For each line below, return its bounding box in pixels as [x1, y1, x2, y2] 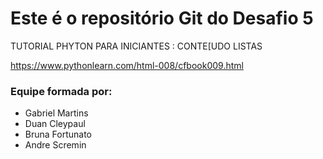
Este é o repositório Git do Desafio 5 [10, 7, 314, 30]
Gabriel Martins [24, 107, 89, 119]
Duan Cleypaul [24, 118, 86, 130]
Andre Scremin [24, 139, 87, 151]
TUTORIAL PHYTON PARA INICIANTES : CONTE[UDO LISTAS [10, 40, 263, 52]
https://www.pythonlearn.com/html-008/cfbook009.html [10, 59, 244, 71]
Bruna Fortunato [24, 128, 92, 141]
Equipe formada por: [10, 84, 113, 98]
